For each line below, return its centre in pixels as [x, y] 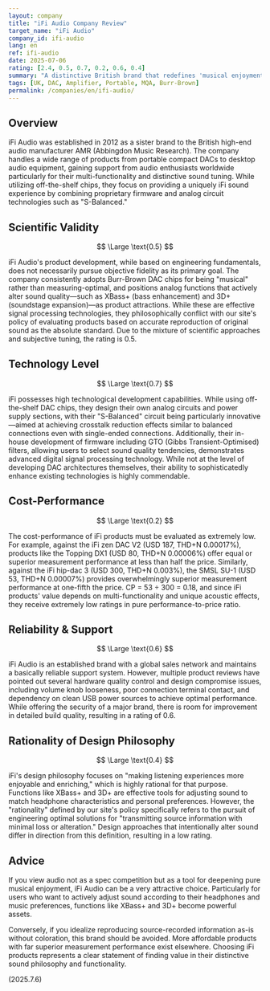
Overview [33, 122]
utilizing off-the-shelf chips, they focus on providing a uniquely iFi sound [129, 185]
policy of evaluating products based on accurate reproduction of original [129, 322]
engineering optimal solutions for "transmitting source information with [125, 818]
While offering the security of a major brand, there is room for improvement [133, 707]
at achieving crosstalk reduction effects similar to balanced [135, 424]
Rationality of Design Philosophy [92, 741]
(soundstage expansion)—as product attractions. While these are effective [132, 305]
